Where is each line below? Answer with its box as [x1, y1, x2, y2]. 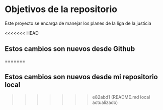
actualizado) [92, 99, 118, 105]
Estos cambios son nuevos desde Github [5, 44, 135, 53]
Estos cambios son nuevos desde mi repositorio [5, 73, 158, 81]
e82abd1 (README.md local [92, 94, 150, 100]
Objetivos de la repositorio [5, 4, 118, 15]
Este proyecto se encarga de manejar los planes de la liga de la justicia [5, 20, 151, 26]
